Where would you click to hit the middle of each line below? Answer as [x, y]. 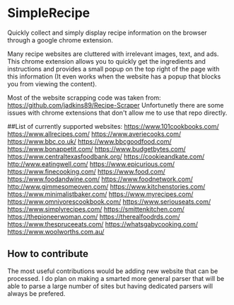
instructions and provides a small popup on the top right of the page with [113, 69]
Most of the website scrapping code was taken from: [84, 98]
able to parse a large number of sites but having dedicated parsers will [110, 286]
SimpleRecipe [49, 13]
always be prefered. [36, 293]
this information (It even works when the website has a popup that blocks [114, 76]
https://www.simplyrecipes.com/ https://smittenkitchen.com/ [96, 209]
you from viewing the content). [52, 84]
